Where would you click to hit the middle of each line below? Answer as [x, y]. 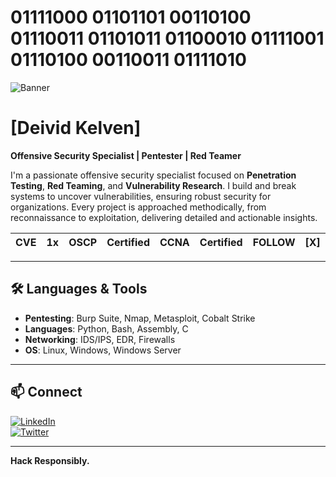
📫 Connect [46, 392]
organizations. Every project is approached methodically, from [138, 207]
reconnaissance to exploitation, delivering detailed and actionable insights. [164, 217]
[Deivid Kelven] [76, 128]
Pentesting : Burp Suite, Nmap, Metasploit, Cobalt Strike [140, 318]
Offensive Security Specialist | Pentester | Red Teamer [126, 155]
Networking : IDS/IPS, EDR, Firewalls [100, 339]
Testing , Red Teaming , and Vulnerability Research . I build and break [153, 185]
